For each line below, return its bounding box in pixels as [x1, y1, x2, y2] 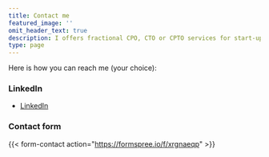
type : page [8, 41, 45, 49]
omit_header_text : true [8, 26, 88, 34]
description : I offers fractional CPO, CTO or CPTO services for [8, 33, 231, 42]
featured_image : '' [8, 19, 74, 27]
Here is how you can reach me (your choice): [8, 63, 158, 73]
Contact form [8, 121, 62, 132]
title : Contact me [8, 11, 70, 20]
